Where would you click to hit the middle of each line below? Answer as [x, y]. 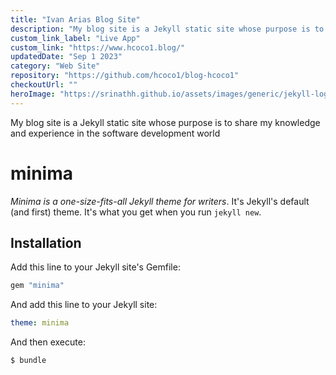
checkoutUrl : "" [44, 85]
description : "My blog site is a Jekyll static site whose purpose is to [167, 29]
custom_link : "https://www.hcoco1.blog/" [98, 47]
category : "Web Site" [55, 66]
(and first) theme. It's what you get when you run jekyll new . [136, 212]
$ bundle [28, 361]
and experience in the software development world [115, 133]
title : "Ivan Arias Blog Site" [75, 19]
